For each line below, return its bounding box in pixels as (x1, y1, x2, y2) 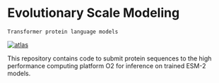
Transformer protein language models (7, 28, 119, 35)
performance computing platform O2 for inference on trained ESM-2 (7, 61, 206, 70)
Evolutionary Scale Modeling (7, 5, 180, 21)
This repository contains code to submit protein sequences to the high (7, 54, 212, 63)
